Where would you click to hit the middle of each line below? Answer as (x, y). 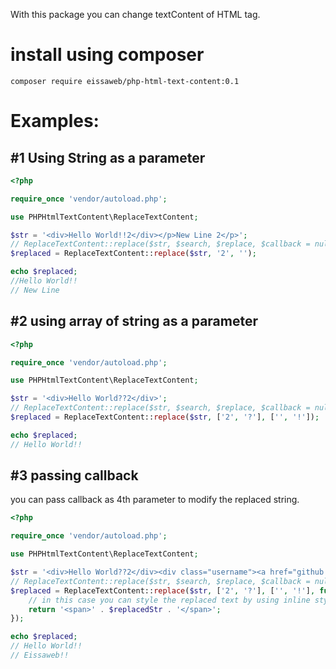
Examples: (55, 121)
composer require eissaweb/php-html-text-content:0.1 (125, 81)
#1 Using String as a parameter (108, 157)
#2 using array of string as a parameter (134, 321)
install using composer (107, 55)
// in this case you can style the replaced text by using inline (169, 600)
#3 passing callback (74, 475)
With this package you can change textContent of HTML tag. (135, 14)
